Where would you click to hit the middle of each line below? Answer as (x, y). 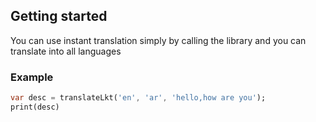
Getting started (59, 16)
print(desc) (35, 107)
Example (32, 77)
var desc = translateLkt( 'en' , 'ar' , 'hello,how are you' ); (138, 98)
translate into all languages (66, 51)
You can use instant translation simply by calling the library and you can (158, 40)
